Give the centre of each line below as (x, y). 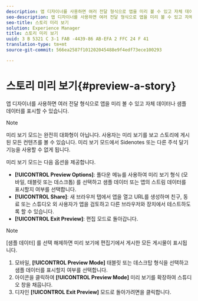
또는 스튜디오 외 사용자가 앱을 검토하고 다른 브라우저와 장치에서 (93, 204)
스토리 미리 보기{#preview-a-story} (91, 86)
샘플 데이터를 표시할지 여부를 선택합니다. (61, 270)
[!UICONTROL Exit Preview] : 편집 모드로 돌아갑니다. (76, 219)
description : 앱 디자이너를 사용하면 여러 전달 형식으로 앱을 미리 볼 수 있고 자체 (94, 11)
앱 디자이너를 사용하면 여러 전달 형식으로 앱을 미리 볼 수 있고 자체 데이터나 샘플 (96, 103)
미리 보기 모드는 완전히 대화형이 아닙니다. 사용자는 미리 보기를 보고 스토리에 (93, 135)
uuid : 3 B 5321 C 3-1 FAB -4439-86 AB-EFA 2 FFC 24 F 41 (77, 39)
